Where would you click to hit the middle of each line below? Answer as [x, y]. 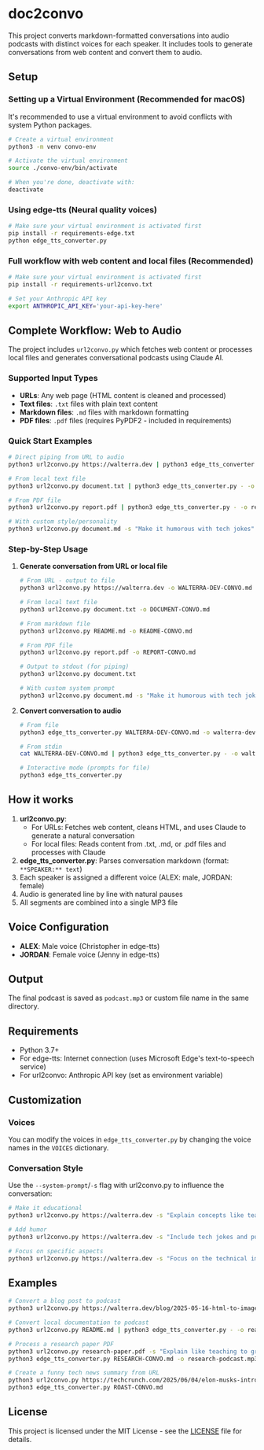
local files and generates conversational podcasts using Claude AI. [116, 358]
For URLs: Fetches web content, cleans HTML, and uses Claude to [138, 827]
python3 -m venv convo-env [52, 146]
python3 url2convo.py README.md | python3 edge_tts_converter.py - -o [126, 1330]
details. [20, 1439]
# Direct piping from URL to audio [66, 457]
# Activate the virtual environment [68, 161]
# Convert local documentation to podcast [79, 1323]
